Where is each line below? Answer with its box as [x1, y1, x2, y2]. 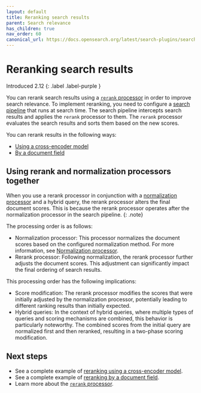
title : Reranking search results [6, 14, 90, 20]
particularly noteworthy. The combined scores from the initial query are [14, 321, 191, 328]
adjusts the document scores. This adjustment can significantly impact [14, 259, 190, 267]
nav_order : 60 [6, 31, 42, 37]
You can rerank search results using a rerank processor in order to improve [6, 94, 191, 101]
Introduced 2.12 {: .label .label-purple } [6, 82, 101, 89]
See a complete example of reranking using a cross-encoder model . [14, 367, 183, 374]
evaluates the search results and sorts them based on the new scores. [6, 119, 179, 127]
